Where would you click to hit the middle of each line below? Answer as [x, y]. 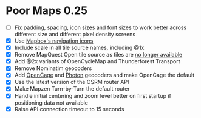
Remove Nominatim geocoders [53, 68]
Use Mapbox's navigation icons [54, 41]
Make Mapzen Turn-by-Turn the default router [72, 89]
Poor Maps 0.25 [47, 11]
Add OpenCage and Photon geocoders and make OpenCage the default [104, 75]
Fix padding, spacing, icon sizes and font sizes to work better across [100, 27]
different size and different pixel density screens [75, 34]
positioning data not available [51, 102]
